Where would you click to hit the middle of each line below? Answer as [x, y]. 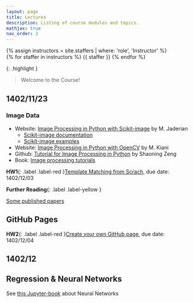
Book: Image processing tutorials [55, 160]
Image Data [23, 115]
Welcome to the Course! [50, 80]
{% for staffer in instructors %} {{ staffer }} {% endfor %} [76, 57]
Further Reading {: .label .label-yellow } [54, 189]
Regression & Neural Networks [64, 279]
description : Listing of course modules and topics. [73, 23]
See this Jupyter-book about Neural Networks [62, 293]
